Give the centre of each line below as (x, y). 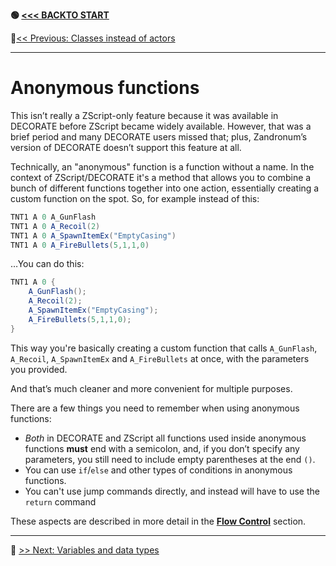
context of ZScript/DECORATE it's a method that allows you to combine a (161, 177)
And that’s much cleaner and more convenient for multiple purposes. (151, 388)
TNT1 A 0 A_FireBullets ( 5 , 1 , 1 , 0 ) (80, 245)
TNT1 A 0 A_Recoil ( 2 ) (55, 226)
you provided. (39, 369)
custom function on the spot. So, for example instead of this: (135, 198)
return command (60, 501)
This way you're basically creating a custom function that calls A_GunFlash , (164, 348)
